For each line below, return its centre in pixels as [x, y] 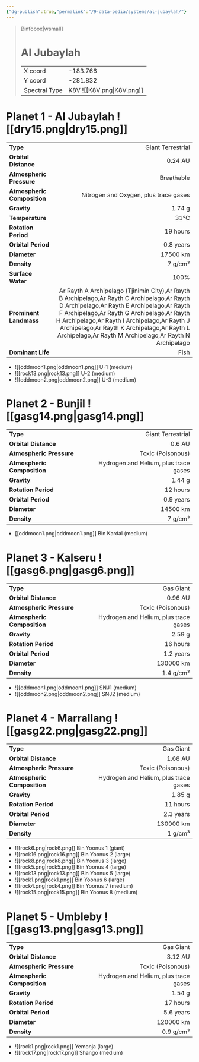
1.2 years [177, 654]
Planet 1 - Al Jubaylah [60, 116]
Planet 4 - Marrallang [59, 718]
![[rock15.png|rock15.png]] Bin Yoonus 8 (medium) [76, 893]
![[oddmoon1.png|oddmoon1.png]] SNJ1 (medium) [76, 688]
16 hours [177, 644]
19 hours [177, 231]
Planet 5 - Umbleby [54, 916]
